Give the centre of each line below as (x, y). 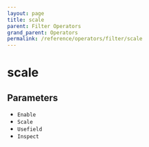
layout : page (26, 13)
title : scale (26, 20)
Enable (26, 115)
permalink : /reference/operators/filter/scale (75, 39)
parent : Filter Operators (44, 26)
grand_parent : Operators (43, 32)
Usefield (30, 130)
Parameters (33, 97)
